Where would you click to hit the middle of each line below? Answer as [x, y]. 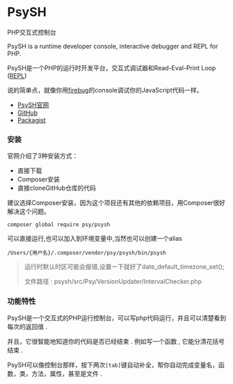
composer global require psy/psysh [59, 225]
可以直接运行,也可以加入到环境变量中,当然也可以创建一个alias [95, 239]
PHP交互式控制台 [32, 32]
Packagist [32, 120]
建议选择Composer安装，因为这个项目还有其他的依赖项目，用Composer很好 [116, 203]
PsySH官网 [33, 104]
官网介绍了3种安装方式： [43, 156]
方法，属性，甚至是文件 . [66, 374]
